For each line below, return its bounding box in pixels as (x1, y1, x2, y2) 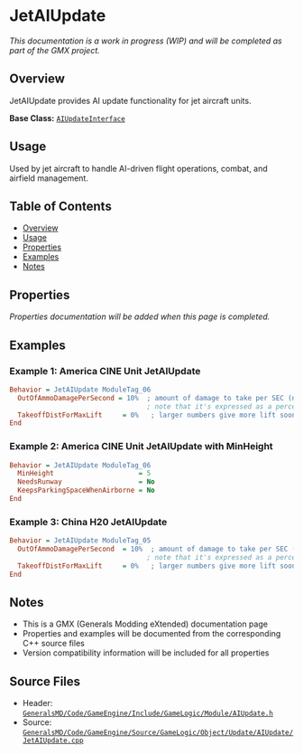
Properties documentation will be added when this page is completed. (9, 311, 271, 322)
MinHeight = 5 (17, 469, 151, 478)
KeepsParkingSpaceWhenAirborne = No (17, 485, 155, 495)
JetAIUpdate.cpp (22, 736, 84, 746)
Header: (22, 698, 53, 709)
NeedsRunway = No (17, 477, 155, 486)
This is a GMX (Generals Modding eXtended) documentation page (22, 618, 269, 629)
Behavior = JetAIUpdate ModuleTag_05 (9, 536, 151, 545)
